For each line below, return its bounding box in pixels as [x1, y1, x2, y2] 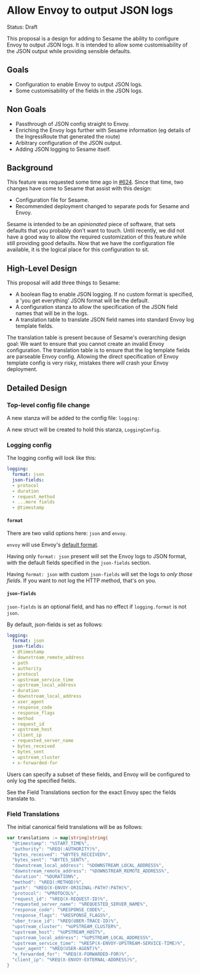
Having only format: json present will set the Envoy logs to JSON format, [7, 553, 187, 560]
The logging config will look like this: [7, 454, 96, 462]
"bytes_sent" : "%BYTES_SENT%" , [12, 857, 90, 863]
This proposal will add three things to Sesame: [7, 279, 121, 286]
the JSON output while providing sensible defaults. [7, 47, 132, 54]
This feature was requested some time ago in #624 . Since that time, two [7, 178, 184, 185]
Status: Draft [7, 23, 38, 30]
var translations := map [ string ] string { [7, 834, 109, 841]
